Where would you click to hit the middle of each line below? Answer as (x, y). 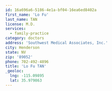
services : (16, 29)
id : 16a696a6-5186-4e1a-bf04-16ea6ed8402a (51, 10)
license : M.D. (20, 24)
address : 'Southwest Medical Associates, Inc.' (57, 43)
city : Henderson (22, 48)
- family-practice (30, 33)
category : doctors (25, 38)
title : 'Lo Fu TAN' (26, 66)
